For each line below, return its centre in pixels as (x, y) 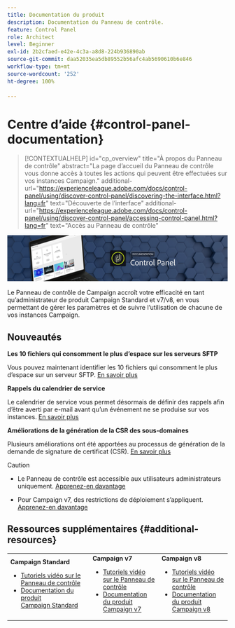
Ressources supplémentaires (72, 529)
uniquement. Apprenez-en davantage (71, 486)
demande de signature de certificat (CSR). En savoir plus (89, 451)
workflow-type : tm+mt (39, 67)
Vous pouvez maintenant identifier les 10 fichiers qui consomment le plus (113, 367)
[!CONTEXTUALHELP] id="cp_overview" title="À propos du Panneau (123, 158)
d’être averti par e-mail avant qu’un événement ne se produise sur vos (108, 409)
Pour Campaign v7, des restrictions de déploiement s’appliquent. (111, 499)
